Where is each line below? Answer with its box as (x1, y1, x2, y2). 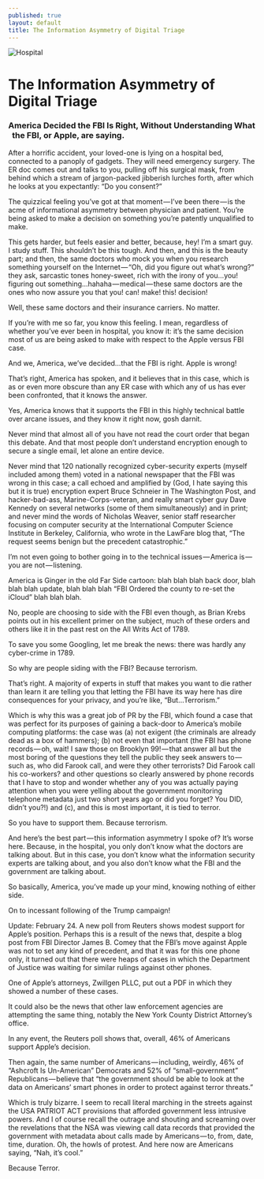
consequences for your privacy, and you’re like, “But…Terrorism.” (8, 695, 221, 705)
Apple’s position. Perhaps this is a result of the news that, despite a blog (8, 929, 242, 939)
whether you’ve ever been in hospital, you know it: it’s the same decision (8, 326, 244, 336)
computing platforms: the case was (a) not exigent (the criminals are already (8, 727, 256, 737)
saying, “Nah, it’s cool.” (8, 1147, 84, 1157)
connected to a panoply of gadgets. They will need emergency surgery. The (8, 156, 255, 166)
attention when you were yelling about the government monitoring (8, 786, 223, 795)
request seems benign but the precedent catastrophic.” (8, 537, 188, 546)
